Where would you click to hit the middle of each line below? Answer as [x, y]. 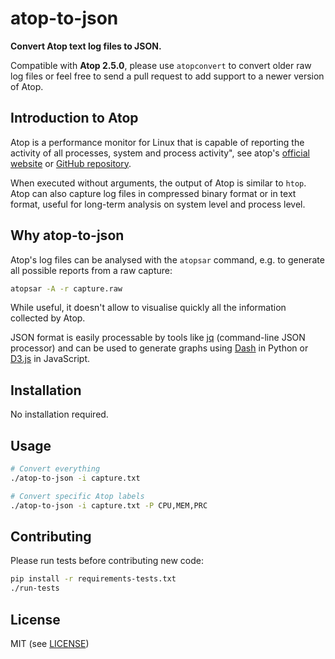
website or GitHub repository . [71, 163]
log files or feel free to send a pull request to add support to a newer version [167, 76]
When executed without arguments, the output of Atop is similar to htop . [158, 183]
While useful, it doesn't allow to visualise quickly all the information [148, 308]
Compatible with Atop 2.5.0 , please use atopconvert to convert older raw [161, 65]
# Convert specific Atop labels [77, 496]
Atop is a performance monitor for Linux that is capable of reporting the [157, 142]
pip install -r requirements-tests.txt [93, 579]
